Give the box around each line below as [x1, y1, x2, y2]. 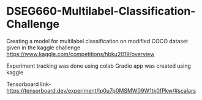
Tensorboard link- [6, 80, 51, 88]
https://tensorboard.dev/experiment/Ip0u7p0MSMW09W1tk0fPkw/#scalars [6, 87, 196, 94]
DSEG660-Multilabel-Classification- [6, 4, 196, 18]
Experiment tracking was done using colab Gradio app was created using [6, 62, 192, 70]
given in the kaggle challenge [6, 44, 81, 51]
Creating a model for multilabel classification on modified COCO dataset [6, 37, 189, 45]
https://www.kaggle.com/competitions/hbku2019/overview [6, 50, 155, 57]
